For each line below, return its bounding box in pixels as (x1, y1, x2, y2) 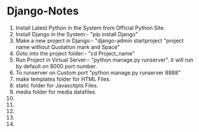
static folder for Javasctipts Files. (15, 81, 99, 89)
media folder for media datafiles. (15, 88, 97, 95)
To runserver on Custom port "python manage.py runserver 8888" (15, 69, 181, 76)
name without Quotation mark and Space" (15, 43, 120, 51)
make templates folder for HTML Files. (15, 75, 111, 83)
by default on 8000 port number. (15, 62, 97, 70)
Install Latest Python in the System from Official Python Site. (15, 24, 165, 31)
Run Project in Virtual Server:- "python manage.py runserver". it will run (15, 56, 194, 63)
